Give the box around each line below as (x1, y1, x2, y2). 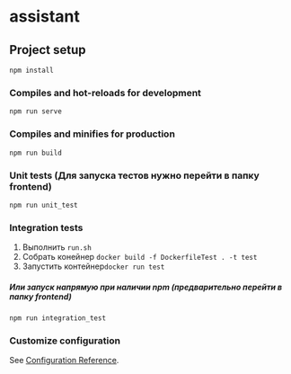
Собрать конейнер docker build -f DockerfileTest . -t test (22, 252, 258, 263)
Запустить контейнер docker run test (22, 261, 165, 272)
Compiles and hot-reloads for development (9, 86, 202, 99)
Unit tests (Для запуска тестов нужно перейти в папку (9, 169, 260, 182)
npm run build (9, 148, 63, 157)
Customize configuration (9, 334, 121, 347)
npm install (9, 66, 54, 75)
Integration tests (9, 221, 84, 234)
